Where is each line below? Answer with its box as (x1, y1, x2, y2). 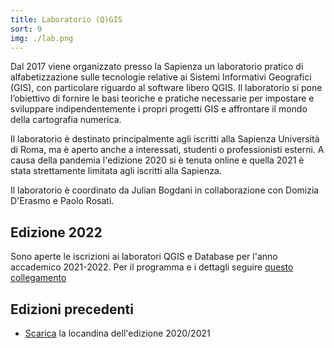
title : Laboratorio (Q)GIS (10, 14, 123, 25)
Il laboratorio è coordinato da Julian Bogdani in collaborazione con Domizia (10, 184, 320, 196)
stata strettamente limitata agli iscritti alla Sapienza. (10, 165, 222, 177)
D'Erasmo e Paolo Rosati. (10, 195, 115, 207)
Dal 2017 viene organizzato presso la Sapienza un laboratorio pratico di (10, 61, 304, 73)
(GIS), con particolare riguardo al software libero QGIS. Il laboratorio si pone (10, 82, 323, 94)
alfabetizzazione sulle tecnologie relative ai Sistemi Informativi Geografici (10, 71, 312, 83)
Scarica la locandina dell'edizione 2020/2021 (24, 327, 211, 339)
